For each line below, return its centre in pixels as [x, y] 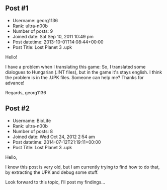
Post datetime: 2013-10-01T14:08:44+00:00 [58, 42]
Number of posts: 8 [33, 131]
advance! [15, 83]
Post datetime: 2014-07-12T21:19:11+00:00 [57, 142]
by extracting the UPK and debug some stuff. [52, 172]
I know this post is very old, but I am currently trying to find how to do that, [82, 167]
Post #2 [18, 109]
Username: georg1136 [35, 20]
